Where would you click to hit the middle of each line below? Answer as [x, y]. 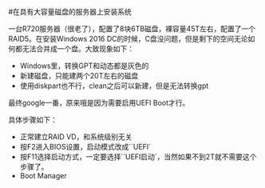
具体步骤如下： [33, 120]
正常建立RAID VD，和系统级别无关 [76, 137]
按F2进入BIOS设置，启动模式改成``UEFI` [85, 147]
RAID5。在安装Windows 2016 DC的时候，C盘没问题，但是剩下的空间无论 [129, 39]
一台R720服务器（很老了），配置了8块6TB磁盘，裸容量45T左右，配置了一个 [132, 29]
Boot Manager [43, 176]
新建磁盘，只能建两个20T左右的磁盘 [79, 76]
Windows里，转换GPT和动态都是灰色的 [84, 66]
